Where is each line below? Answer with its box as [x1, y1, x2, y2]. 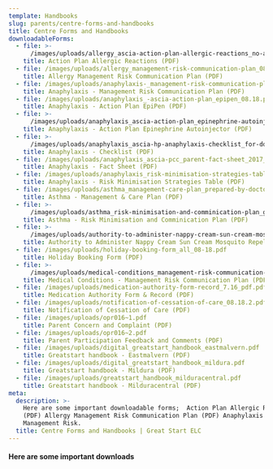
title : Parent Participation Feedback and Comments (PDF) [23, 336, 223, 345]
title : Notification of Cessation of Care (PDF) [23, 306, 191, 314]
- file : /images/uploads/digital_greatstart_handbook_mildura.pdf [15, 359, 245, 368]
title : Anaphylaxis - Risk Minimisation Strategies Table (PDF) [23, 178, 245, 187]
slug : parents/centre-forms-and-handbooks [8, 19, 154, 28]
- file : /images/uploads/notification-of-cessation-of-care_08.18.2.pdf [15, 299, 267, 307]
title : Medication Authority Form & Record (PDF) [23, 291, 195, 299]
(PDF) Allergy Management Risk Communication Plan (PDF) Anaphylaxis [23, 411, 264, 420]
